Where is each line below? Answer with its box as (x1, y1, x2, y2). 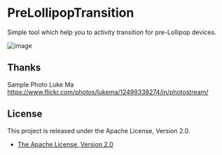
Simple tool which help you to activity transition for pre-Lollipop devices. (7, 28, 216, 36)
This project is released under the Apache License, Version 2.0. (7, 126, 190, 135)
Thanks (7, 61, 41, 74)
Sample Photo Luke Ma (7, 80, 74, 89)
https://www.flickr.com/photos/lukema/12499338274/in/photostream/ (7, 87, 209, 96)
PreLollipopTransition (7, 5, 134, 21)
